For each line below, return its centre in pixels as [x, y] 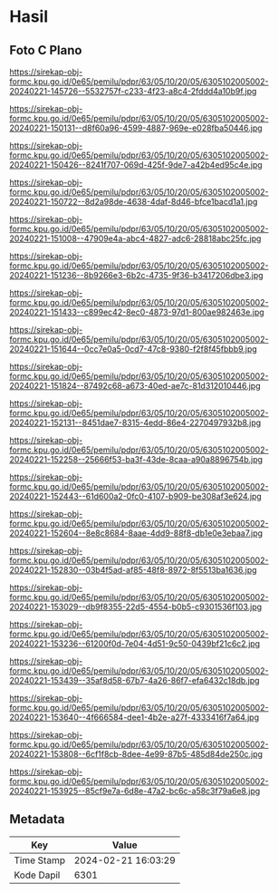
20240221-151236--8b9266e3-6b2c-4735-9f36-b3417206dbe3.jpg [137, 275]
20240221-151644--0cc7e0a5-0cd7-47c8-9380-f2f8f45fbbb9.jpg [134, 349]
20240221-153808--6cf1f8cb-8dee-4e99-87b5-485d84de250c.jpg [136, 754]
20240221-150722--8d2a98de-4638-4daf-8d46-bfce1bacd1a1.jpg [134, 202]
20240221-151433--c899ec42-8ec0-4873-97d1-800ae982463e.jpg [137, 312]
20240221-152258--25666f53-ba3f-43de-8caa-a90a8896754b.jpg [136, 459]
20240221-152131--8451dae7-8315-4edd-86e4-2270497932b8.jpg [135, 422]
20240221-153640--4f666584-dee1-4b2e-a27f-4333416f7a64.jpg [134, 717]
